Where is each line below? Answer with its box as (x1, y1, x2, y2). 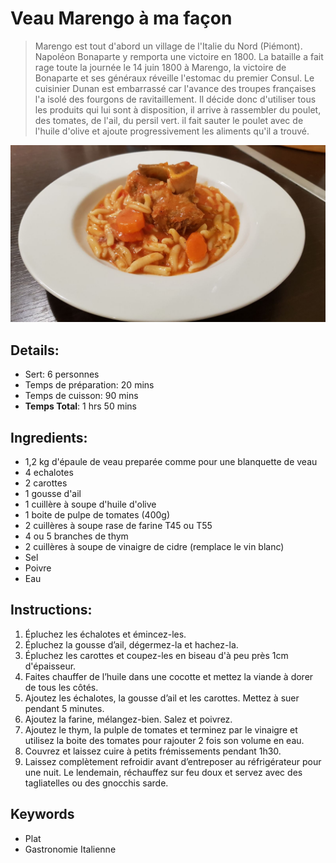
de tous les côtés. (24, 681, 99, 693)
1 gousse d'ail (24, 488, 82, 500)
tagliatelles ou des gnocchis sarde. (24, 777, 169, 789)
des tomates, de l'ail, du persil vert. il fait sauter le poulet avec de (34, 114, 304, 126)
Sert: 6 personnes (24, 368, 100, 381)
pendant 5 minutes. (24, 702, 105, 714)
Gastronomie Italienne (24, 843, 117, 855)
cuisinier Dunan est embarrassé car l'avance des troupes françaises (34, 82, 317, 94)
